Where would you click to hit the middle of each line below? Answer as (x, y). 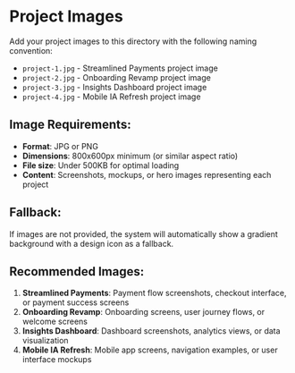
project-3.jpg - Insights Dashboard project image (114, 87)
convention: (31, 50)
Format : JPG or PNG (60, 146)
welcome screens (55, 322)
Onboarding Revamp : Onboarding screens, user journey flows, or (143, 312)
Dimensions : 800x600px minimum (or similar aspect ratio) (130, 156)
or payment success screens (76, 302)
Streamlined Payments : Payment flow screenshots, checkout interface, (154, 293)
